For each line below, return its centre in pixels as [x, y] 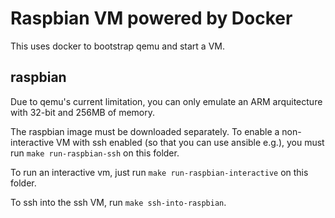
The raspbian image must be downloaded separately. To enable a [145, 131]
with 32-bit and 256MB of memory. [83, 112]
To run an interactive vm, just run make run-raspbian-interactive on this [159, 172]
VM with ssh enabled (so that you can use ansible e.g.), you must [190, 142]
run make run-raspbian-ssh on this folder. [95, 153]
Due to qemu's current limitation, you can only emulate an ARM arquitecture [166, 101]
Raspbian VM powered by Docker [151, 18]
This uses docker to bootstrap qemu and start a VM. [117, 46]
